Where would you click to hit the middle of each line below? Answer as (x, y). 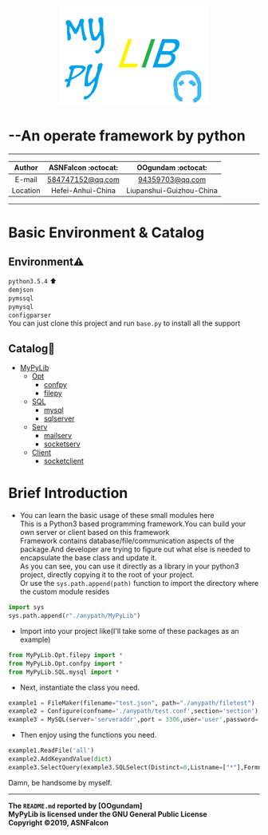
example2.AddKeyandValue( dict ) (60, 759)
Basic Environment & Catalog (106, 232)
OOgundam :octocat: (172, 168)
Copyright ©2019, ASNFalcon (59, 822)
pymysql (21, 307)
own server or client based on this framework (95, 532)
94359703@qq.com (172, 179)
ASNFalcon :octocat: (83, 168)
